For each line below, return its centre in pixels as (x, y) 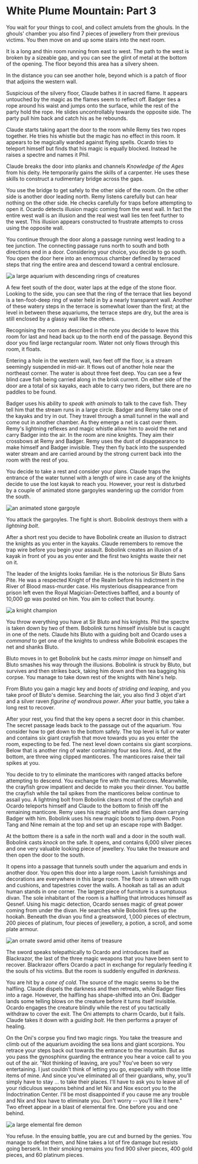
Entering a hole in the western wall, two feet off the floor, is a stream (89, 360)
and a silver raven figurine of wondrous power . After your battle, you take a (98, 701)
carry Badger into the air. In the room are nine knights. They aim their (90, 435)
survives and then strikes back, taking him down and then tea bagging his (96, 671)
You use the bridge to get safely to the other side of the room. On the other (97, 190)
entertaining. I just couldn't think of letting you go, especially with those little (99, 1069)
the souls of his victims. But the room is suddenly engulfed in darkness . (93, 971)
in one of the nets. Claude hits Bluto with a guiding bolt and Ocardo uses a (97, 634)
